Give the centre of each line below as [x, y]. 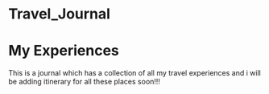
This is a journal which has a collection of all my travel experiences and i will [135, 73]
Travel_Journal [60, 14]
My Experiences [64, 51]
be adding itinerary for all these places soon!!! [85, 82]
